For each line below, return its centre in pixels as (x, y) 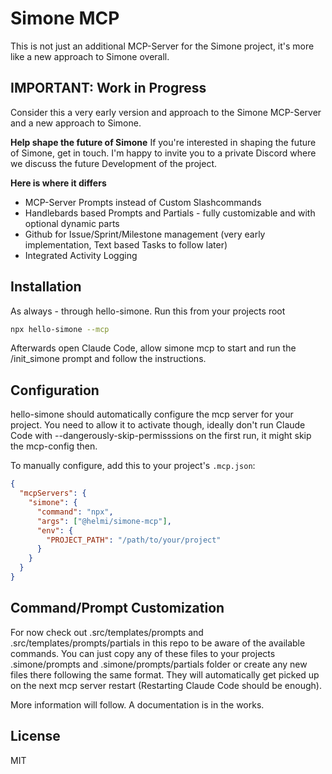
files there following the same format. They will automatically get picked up (165, 674)
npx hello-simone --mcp (60, 329)
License (35, 736)
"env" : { (55, 530)
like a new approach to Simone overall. (90, 56)
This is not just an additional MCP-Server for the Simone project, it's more (162, 46)
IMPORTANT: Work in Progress (108, 88)
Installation (46, 287)
